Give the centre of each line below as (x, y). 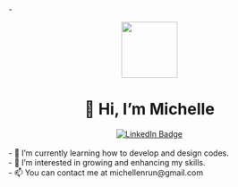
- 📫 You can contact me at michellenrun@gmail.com (106, 172)
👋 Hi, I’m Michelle (149, 110)
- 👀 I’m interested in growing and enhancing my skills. (107, 162)
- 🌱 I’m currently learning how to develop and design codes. (119, 153)
